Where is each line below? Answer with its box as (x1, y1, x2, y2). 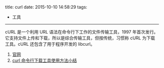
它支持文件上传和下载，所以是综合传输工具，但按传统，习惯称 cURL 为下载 (5, 35, 155, 41)
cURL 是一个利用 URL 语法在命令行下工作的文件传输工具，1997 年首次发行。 (5, 29, 159, 34)
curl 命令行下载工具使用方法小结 (12, 58, 77, 63)
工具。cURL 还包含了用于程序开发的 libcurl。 (5, 41, 95, 47)
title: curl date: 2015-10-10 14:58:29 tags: (5, 4, 87, 10)
